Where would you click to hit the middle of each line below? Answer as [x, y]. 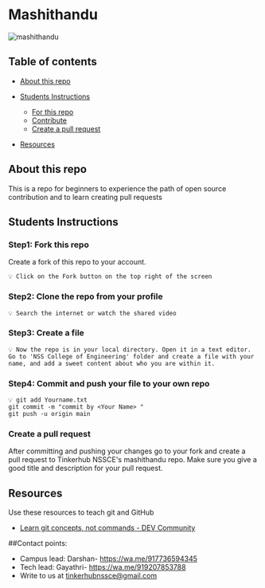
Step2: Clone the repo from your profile [86, 296]
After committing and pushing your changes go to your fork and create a [127, 451]
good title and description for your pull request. [86, 468]
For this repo [53, 112]
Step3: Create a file [47, 333]
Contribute [49, 120]
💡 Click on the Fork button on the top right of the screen [110, 276]
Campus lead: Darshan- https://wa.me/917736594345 [108, 559]
